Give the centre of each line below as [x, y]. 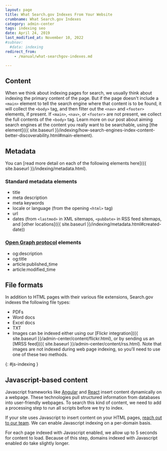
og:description [27, 253]
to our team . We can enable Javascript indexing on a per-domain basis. [79, 423]
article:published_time [35, 264]
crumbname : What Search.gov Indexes [43, 19]
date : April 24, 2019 [28, 33]
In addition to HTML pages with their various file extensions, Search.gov [79, 297]
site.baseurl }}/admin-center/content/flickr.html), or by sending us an [83, 338]
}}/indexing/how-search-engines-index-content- [105, 130]
